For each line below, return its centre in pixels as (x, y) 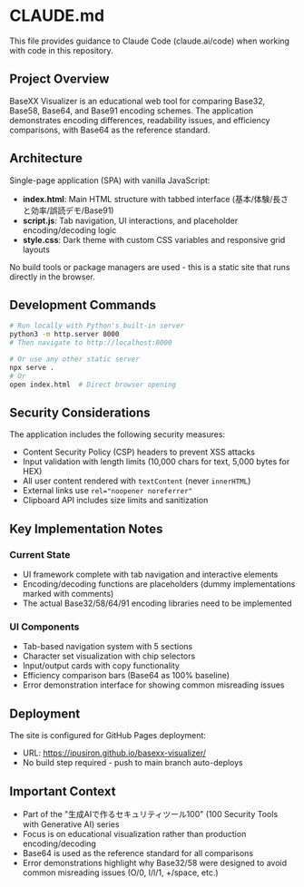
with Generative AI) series (71, 824)
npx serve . (32, 367)
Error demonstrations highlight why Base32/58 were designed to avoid (155, 863)
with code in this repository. (61, 50)
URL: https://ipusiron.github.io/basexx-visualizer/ (114, 753)
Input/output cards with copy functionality (101, 666)
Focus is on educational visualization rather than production (134, 833)
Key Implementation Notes (86, 528)
